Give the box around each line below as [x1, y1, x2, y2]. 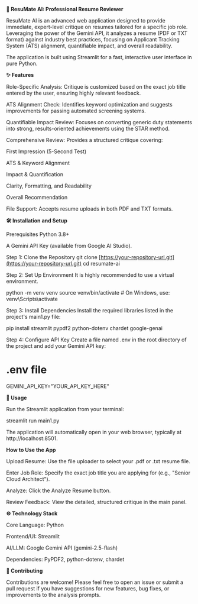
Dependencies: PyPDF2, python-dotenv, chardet [6, 555, 125, 563]
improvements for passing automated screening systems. [6, 107, 146, 114]
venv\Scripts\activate [6, 296, 58, 302]
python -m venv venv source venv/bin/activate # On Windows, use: [6, 289, 170, 296]
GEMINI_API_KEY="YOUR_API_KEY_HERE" [6, 382, 109, 390]
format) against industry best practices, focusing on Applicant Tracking [6, 36, 180, 43]
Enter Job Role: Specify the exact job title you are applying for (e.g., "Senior [6, 469, 191, 476]
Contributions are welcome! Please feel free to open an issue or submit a [6, 579, 184, 586]
